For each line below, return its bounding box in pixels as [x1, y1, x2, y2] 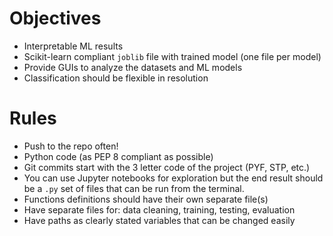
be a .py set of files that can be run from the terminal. [23, 182, 245, 194]
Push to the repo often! [23, 140, 119, 152]
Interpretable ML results [23, 40, 124, 52]
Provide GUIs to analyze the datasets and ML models [23, 61, 243, 73]
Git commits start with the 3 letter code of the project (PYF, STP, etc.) [23, 161, 311, 173]
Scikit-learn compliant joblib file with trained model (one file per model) [23, 50, 322, 62]
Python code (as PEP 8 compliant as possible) [23, 150, 214, 162]
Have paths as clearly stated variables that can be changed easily [23, 214, 296, 226]
